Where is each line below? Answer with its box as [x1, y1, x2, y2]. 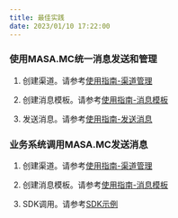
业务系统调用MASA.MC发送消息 [9, 138, 148, 150]
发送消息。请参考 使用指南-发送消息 [22, 114, 153, 124]
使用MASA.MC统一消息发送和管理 [9, 53, 157, 66]
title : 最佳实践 [9, 13, 65, 23]
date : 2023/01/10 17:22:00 [9, 22, 111, 31]
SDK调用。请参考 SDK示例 [22, 199, 119, 210]
